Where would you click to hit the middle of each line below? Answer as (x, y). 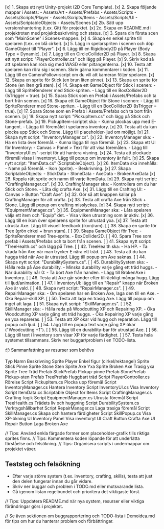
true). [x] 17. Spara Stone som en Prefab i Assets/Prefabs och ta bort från (79, 111)
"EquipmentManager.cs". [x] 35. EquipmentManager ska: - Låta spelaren (78, 210)
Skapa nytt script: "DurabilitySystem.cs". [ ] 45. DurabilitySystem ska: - (77, 262)
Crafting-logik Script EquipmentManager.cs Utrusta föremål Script (72, 398)
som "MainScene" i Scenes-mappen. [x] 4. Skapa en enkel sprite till (73, 38)
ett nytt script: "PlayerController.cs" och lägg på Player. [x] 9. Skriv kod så (80, 59)
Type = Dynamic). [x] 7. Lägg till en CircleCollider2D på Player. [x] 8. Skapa (80, 54)
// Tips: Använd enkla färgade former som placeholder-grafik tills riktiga (77, 433)
